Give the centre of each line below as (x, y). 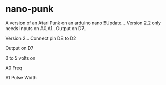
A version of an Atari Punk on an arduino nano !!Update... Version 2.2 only (83, 23)
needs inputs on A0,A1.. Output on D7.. (46, 28)
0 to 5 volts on (20, 58)
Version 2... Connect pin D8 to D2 (41, 38)
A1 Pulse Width (21, 77)
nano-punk (29, 9)
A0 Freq (14, 68)
